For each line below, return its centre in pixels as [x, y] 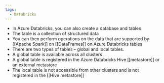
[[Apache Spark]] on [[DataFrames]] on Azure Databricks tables [77, 44]
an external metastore [35, 65]
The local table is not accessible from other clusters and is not [76, 70]
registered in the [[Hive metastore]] [48, 75]
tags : [11, 10]
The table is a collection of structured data [55, 33]
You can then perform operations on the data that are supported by [81, 39]
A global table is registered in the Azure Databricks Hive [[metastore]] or [86, 59]
